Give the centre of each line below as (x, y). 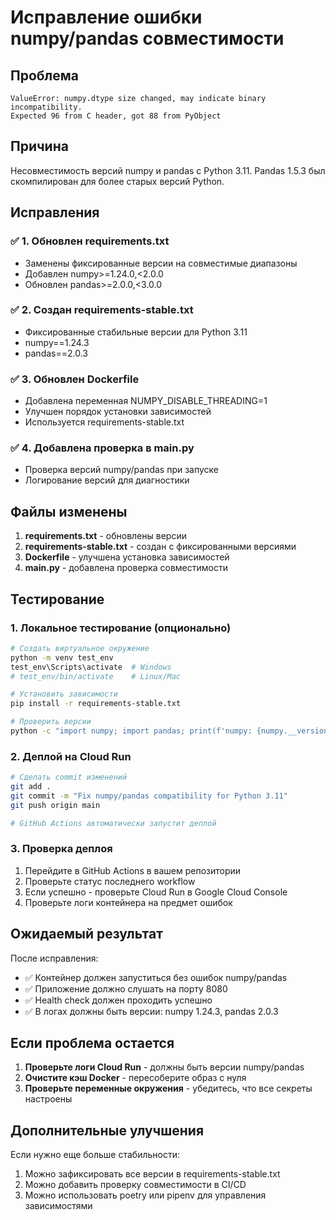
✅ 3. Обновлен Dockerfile (75, 379)
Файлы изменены (69, 511)
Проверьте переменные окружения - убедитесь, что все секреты (168, 1088)
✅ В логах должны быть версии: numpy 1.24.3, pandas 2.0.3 (151, 1011)
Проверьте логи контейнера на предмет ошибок (128, 902)
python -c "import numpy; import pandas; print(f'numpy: (131, 731)
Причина (39, 146)
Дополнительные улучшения (107, 1130)
